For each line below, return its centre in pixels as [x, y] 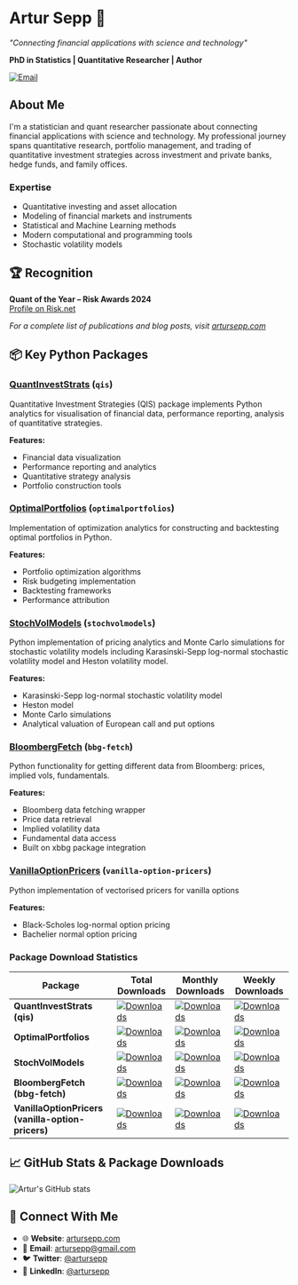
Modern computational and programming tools [107, 235]
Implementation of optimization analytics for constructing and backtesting [144, 527]
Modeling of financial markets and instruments [107, 216]
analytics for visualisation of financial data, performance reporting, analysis [147, 413]
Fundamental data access [69, 838]
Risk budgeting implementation [78, 581]
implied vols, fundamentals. [59, 775]
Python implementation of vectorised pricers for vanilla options [124, 890]
